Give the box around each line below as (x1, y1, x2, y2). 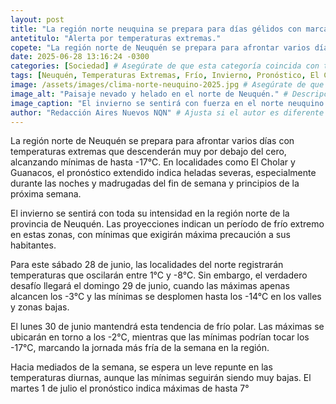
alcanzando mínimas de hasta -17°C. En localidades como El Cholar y (10, 156, 296, 168)
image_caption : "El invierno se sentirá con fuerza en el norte (10, 98, 284, 108)
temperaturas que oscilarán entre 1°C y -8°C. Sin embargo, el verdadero (10, 269, 308, 281)
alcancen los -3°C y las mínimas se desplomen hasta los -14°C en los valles (10, 291, 322, 303)
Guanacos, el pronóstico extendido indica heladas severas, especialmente (10, 167, 317, 179)
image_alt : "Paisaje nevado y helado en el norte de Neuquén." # (10, 89, 288, 99)
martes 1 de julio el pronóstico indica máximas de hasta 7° (10, 382, 250, 395)
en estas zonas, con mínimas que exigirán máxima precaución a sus (10, 229, 291, 241)
